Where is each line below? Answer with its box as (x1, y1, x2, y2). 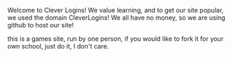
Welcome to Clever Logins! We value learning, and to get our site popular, (7, 6, 224, 14)
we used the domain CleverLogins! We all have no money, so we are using (7, 13, 226, 22)
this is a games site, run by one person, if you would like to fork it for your (7, 34, 223, 43)
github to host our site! (7, 21, 74, 29)
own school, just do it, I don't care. (7, 42, 109, 50)
